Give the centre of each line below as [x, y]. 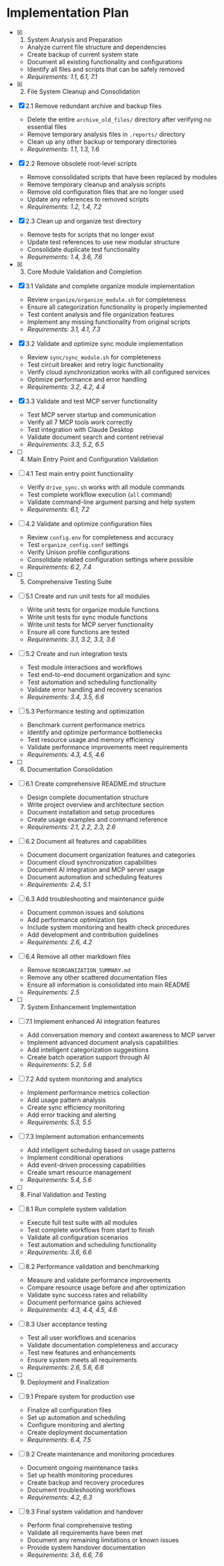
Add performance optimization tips [77, 920]
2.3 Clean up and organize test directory [84, 221]
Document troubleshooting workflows [81, 1490]
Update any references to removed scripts [88, 199]
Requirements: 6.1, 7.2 [58, 509]
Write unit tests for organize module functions [93, 609]
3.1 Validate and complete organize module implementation [110, 286]
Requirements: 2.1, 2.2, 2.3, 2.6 [71, 827]
